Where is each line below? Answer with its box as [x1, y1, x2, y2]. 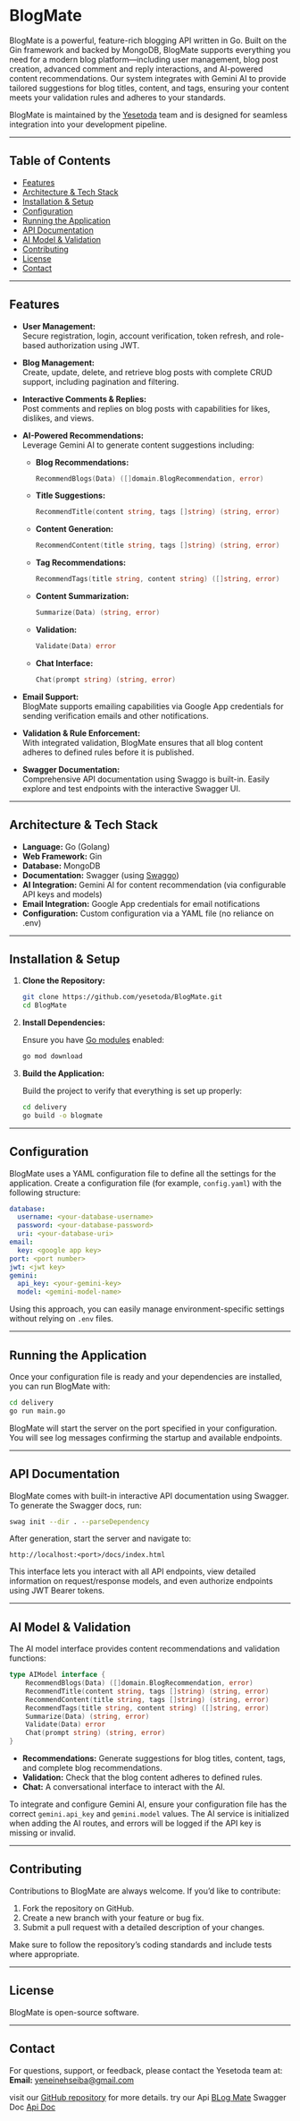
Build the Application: [21, 1067, 105, 1079]
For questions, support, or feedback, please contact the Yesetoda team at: [9, 2065, 283, 2075]
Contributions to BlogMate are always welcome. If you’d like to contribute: [9, 1886, 281, 1896]
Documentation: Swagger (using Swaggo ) [21, 869, 180, 880]
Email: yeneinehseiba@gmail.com [9, 2074, 135, 2085]
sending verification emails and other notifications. [21, 710, 210, 721]
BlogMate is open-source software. [9, 2006, 140, 2017]
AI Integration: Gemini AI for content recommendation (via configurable [21, 879, 287, 890]
